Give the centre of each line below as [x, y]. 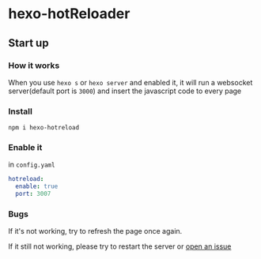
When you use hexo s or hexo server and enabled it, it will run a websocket [130, 82]
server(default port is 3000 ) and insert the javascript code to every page [125, 91]
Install [21, 111]
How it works [34, 66]
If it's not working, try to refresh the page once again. [95, 231]
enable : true [37, 186]
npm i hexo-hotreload [44, 128]
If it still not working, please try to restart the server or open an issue [120, 246]
